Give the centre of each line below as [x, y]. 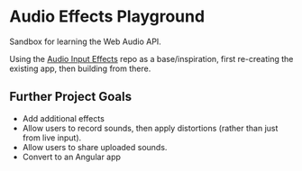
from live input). [52, 138]
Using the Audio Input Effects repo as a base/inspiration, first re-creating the [151, 58]
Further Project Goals [71, 97]
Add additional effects [64, 118]
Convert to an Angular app [72, 157]
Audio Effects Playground [107, 17]
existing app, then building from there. [80, 68]
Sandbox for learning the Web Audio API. [86, 41]
